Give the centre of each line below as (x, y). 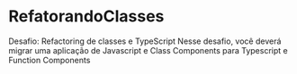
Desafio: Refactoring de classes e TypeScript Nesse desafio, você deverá (145, 41)
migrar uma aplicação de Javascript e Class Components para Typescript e (148, 50)
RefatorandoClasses (86, 16)
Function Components (49, 60)
